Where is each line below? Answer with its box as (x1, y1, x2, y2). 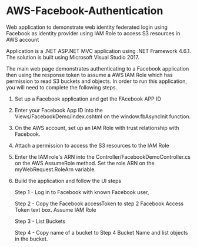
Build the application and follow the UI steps (14, 177, 122, 184)
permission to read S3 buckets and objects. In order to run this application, (6, 78, 187, 85)
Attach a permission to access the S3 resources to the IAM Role (14, 142, 169, 149)
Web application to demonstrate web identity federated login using (6, 24, 168, 31)
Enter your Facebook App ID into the (14, 106, 103, 114)
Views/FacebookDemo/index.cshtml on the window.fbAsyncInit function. (14, 113, 191, 120)
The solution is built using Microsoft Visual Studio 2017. (6, 54, 140, 61)
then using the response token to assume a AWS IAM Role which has (6, 71, 173, 78)
